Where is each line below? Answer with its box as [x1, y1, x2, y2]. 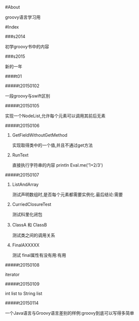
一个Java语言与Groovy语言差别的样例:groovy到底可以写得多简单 [5, 310, 134, 316]
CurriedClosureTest [12, 201, 52, 207]
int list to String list [5, 291, 42, 296]
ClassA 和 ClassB [12, 222, 47, 227]
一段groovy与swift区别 [5, 93, 50, 99]
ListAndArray [12, 181, 39, 187]
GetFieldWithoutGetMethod [12, 132, 67, 138]
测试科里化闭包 [12, 212, 42, 217]
